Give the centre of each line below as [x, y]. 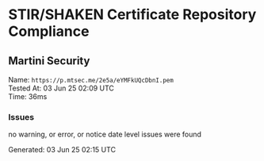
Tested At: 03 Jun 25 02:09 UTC [61, 88]
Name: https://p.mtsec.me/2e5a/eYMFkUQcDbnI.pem [91, 80]
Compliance [49, 31]
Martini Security [49, 61]
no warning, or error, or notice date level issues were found [105, 134]
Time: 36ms [28, 96]
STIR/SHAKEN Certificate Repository [132, 15]
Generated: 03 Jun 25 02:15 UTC [62, 150]
